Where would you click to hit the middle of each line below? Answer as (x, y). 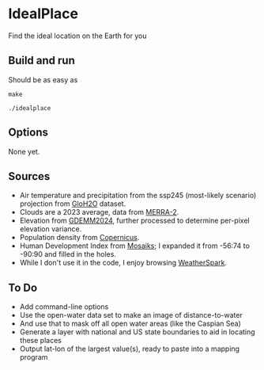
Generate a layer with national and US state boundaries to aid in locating (137, 332)
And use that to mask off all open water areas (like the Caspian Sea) (130, 324)
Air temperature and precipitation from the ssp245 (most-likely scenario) (138, 196)
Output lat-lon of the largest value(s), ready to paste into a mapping (129, 349)
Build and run (41, 61)
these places (40, 341)
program (34, 357)
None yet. (24, 151)
